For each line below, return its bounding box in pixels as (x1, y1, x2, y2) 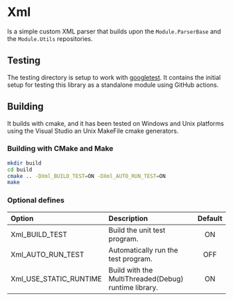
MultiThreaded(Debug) (108, 274, 184, 284)
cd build (7, 166, 33, 173)
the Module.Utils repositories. (7, 34, 93, 42)
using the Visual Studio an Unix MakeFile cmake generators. (7, 127, 179, 135)
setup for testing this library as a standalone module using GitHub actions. (7, 81, 219, 89)
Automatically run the (108, 245, 178, 254)
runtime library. (108, 282, 158, 292)
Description (108, 213, 148, 223)
